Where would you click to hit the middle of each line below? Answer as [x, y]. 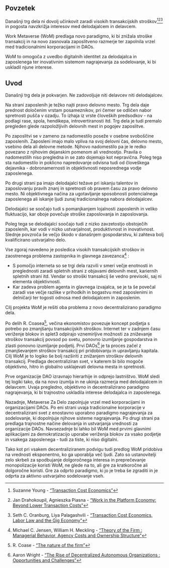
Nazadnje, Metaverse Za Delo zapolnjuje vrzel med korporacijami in [75, 402]
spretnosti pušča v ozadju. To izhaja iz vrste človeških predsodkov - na [79, 116]
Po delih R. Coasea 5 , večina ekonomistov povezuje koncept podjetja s [77, 322]
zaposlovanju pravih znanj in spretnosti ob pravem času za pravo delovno [81, 188]
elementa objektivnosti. [37, 281]
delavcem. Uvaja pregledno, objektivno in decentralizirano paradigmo [77, 387]
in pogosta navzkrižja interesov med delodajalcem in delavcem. [71, 27]
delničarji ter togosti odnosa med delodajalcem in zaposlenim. [77, 297]
